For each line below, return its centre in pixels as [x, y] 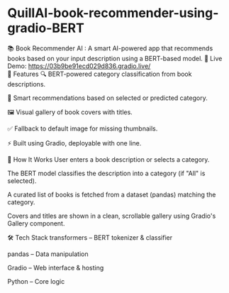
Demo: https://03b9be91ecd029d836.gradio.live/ [79, 66]
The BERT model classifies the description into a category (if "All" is [106, 173]
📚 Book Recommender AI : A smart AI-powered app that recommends [110, 48]
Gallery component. [36, 223]
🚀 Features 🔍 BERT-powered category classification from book [100, 74]
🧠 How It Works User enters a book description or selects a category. [108, 159]
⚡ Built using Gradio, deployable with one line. [74, 143]
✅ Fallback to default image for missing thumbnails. [83, 128]
